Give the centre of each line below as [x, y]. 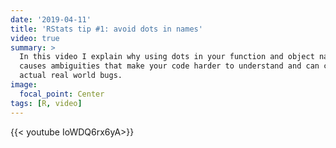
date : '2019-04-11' [51, 19]
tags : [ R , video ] [46, 103]
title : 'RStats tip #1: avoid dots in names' [106, 29]
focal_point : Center [62, 94]
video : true [35, 38]
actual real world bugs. [71, 76]
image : [24, 85]
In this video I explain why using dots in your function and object [167, 57]
